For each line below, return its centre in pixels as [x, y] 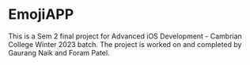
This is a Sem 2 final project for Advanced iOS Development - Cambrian [125, 36]
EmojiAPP [41, 14]
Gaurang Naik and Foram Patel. [59, 52]
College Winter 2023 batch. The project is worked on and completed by [125, 44]
